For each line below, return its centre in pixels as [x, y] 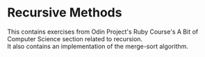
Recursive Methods [65, 13]
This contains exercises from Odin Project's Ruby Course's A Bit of [103, 32]
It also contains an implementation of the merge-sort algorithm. [98, 46]
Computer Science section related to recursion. [75, 38]
